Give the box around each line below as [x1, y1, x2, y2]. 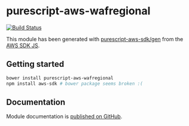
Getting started [6, 59, 65, 69]
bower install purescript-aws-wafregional [6, 75, 114, 81]
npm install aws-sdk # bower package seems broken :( [6, 81, 144, 87]
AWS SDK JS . [6, 42, 40, 49]
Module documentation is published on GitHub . [6, 113, 123, 120]
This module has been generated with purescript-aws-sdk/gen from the [6, 35, 184, 42]
